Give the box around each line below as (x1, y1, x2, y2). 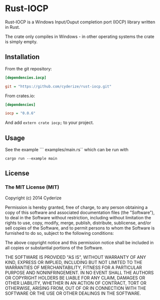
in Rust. (5, 24, 20, 30)
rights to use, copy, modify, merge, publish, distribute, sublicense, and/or (5, 220, 151, 226)
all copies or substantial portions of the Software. (5, 245, 103, 250)
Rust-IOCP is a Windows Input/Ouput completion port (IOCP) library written (5, 19, 155, 25)
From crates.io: (5, 93, 35, 99)
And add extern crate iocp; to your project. (5, 120, 94, 125)
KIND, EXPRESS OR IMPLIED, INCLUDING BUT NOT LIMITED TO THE (5, 259, 143, 265)
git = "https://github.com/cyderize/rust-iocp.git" (5, 84, 112, 89)
